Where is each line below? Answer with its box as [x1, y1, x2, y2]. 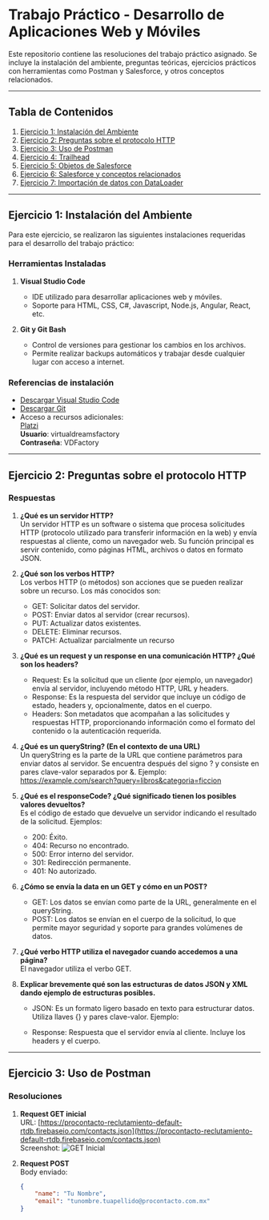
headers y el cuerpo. [31, 1036, 101, 1045]
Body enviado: [19, 1167, 68, 1177]
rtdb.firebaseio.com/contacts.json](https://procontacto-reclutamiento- [19, 1125, 253, 1135]
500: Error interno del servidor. [31, 849, 134, 859]
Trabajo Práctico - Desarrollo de [8, 6, 225, 24]
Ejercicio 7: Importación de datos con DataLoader [19, 178, 183, 187]
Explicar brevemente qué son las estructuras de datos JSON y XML [19, 979, 248, 988]
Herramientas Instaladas [8, 258, 106, 269]
